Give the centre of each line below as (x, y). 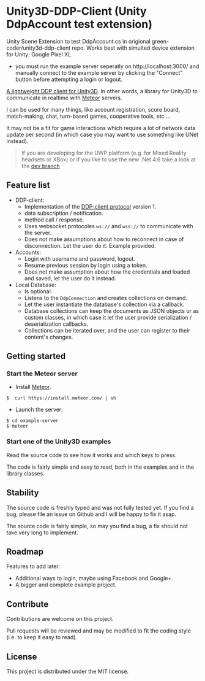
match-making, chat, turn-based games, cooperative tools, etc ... (88, 116)
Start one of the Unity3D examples (59, 442)
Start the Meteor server (42, 374)
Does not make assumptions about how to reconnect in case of (104, 239)
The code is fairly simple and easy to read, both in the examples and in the (100, 467)
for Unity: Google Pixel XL (39, 54)
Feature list (28, 185)
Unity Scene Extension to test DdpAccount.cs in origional (79, 41)
